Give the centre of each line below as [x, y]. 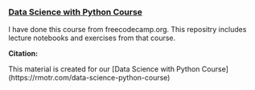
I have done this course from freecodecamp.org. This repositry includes [127, 30]
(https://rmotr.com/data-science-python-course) [89, 78]
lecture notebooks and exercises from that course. [92, 38]
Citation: [23, 54]
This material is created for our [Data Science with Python [104, 69]
